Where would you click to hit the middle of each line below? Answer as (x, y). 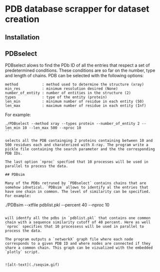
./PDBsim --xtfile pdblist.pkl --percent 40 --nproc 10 (57, 205)
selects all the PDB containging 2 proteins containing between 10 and (79, 141)
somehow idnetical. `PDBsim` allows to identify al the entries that (77, 187)
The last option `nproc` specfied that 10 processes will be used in (77, 162)
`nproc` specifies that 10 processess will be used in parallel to (75, 227)
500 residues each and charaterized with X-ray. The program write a (77, 145)
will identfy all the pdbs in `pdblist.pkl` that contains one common (78, 218)
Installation (22, 37)
